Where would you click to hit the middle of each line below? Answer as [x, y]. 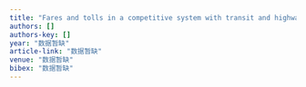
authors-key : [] [40, 34]
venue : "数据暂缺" [42, 60]
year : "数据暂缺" [40, 43]
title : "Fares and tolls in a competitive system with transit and [140, 18]
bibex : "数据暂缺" [42, 69]
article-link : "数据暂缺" [56, 52]
